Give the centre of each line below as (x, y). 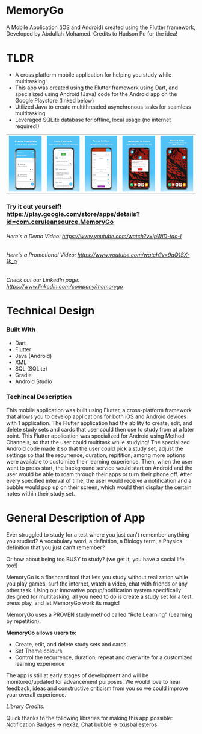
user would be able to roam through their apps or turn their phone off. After (99, 474)
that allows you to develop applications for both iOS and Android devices (96, 416)
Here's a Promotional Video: (41, 255)
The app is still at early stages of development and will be (78, 675)
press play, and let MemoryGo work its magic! (63, 603)
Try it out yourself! (34, 207)
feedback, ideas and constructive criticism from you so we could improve (97, 688)
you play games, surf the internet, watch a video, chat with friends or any (97, 584)
